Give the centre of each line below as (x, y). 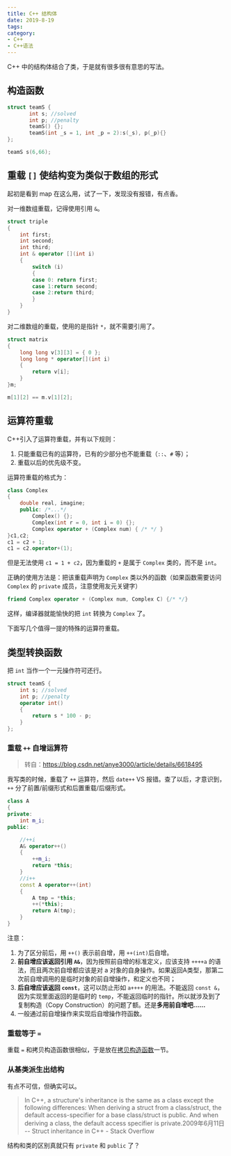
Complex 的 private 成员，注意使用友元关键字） (74, 586)
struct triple (28, 221)
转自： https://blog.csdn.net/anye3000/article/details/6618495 (113, 765)
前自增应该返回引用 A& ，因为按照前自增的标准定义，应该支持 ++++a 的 (116, 961)
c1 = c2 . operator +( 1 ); (40, 548)
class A (18, 801)
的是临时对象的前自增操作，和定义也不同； (115, 979)
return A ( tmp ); (54, 911)
